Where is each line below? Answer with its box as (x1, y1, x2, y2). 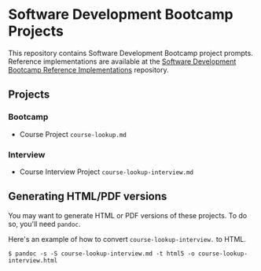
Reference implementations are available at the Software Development (8, 57, 237, 66)
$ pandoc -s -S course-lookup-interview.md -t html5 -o (8, 250, 195, 258)
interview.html (8, 256, 58, 265)
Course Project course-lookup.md (19, 129, 127, 139)
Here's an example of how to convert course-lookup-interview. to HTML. (8, 234, 246, 243)
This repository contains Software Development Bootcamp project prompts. (8, 48, 253, 58)
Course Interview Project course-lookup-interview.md (19, 167, 194, 176)
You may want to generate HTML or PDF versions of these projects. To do (8, 210, 248, 220)
